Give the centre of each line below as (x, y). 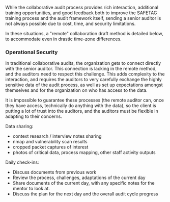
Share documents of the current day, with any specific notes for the (83, 183)
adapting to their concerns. (34, 116)
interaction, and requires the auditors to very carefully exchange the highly (83, 80)
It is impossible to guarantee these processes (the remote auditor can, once (85, 100)
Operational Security (32, 52)
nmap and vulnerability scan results (50, 142)
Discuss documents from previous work (54, 172)
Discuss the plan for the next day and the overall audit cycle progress (85, 194)
